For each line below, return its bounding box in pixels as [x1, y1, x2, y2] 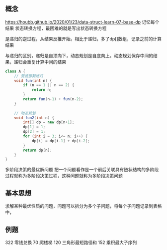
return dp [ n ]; [23, 148, 52, 153]
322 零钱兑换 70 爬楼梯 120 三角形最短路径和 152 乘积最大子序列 [5, 239, 137, 246]
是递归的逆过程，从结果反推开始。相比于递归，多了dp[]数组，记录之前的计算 [5, 35, 162, 41]
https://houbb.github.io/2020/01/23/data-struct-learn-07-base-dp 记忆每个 [5, 19, 160, 25]
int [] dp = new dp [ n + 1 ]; [23, 120, 75, 125]
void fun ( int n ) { [14, 78, 52, 83]
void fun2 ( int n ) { [14, 115, 55, 120]
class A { [5, 69, 26, 74]
